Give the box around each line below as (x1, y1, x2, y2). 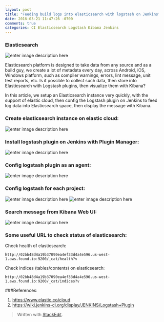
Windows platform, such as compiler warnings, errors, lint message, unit (5, 72, 151, 78)
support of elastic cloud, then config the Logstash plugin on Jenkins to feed (5, 97, 158, 103)
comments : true (5, 21, 36, 26)
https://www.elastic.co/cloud (12, 297, 71, 303)
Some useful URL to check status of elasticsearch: (5, 231, 127, 238)
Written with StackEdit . (17, 312, 63, 318)
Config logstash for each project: (5, 185, 85, 192)
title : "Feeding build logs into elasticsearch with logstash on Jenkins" (5, 12, 161, 17)
